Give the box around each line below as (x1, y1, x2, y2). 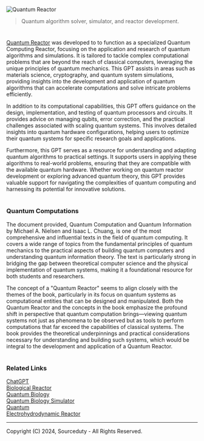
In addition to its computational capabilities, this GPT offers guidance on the (6, 102, 196, 110)
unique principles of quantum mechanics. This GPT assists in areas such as (6, 65, 195, 72)
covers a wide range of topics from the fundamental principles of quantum (6, 240, 193, 247)
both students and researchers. (6, 272, 85, 280)
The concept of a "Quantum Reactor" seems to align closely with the (6, 284, 178, 292)
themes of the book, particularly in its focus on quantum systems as (6, 291, 176, 298)
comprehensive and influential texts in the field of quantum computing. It (6, 233, 188, 241)
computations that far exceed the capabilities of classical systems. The (6, 323, 184, 330)
